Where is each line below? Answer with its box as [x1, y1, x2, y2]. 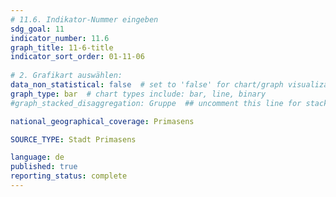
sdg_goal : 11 [10, 24, 65, 34]
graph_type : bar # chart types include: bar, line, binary [10, 89, 267, 99]
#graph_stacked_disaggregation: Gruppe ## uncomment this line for [10, 98, 302, 108]
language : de [10, 152, 65, 163]
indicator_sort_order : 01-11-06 [10, 52, 145, 62]
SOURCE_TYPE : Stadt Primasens [10, 134, 137, 145]
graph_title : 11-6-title [10, 42, 114, 53]
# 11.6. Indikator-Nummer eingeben [10, 14, 159, 25]
